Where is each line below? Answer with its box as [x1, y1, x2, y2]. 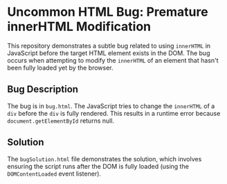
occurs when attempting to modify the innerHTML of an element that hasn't [7, 56, 219, 64]
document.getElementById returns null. [7, 116, 115, 125]
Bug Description [7, 83, 78, 95]
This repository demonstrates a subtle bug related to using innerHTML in [7, 41, 211, 50]
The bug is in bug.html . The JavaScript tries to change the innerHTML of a [7, 101, 215, 110]
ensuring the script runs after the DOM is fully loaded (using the [7, 162, 189, 170]
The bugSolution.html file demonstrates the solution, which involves [7, 154, 202, 163]
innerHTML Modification [7, 19, 152, 34]
